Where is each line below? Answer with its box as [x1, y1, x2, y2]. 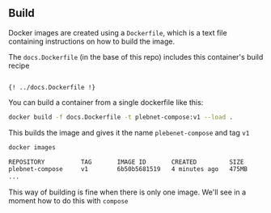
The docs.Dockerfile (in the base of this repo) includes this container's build [8, 52, 264, 61]
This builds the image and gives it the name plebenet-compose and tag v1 [8, 127, 250, 137]
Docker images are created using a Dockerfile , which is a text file [8, 27, 228, 37]
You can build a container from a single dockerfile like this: [8, 97, 204, 107]
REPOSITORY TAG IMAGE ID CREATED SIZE [8, 157, 244, 166]
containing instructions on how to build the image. [8, 36, 176, 46]
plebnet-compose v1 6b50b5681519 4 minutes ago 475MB [8, 165, 248, 173]
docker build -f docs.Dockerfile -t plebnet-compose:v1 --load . [8, 113, 233, 121]
